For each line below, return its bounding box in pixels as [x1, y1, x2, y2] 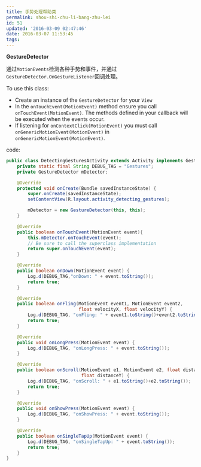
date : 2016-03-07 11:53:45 [6, 31, 74, 37]
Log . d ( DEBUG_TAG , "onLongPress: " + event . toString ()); [28, 345, 170, 351]
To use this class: [6, 85, 49, 92]
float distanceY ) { [81, 372, 130, 378]
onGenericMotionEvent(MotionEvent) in [14, 128, 109, 135]
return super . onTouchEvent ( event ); [28, 246, 117, 252]
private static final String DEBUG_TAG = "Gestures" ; [17, 163, 154, 169]
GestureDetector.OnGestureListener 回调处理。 [6, 73, 121, 80]
